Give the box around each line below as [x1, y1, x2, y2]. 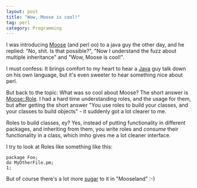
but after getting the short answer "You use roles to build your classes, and [6, 101, 189, 109]
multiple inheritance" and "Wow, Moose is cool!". [6, 54, 125, 61]
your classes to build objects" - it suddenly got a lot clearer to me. [6, 108, 167, 115]
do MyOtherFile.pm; [6, 160, 54, 166]
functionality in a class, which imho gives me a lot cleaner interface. [6, 132, 171, 139]
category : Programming [6, 25, 62, 31]
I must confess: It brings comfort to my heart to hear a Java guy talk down [6, 65, 186, 72]
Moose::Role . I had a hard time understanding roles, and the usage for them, [6, 95, 192, 103]
